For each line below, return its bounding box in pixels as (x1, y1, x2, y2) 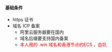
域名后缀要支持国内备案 (19, 35, 68, 41)
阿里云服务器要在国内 (19, 29, 64, 35)
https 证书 (12, 16, 33, 22)
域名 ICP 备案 (12, 23, 40, 29)
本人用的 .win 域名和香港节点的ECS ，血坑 (19, 41, 107, 47)
